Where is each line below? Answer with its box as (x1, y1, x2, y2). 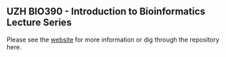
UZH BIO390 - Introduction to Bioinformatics (6, 6, 206, 18)
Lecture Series (6, 17, 72, 29)
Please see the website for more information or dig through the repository (6, 35, 220, 44)
